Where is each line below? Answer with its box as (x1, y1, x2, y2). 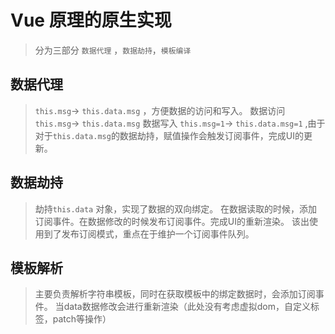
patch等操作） (52, 313, 112, 325)
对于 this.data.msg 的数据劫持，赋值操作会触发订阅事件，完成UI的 (34, 129, 305, 141)
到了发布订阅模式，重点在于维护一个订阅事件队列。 (43, 227, 255, 240)
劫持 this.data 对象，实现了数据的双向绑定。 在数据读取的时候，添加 (34, 202, 318, 215)
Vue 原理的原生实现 (10, 9, 172, 32)
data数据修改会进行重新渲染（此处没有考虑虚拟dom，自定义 (63, 301, 311, 313)
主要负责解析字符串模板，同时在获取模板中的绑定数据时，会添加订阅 (34, 288, 316, 300)
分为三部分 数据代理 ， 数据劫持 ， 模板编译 (34, 44, 192, 56)
